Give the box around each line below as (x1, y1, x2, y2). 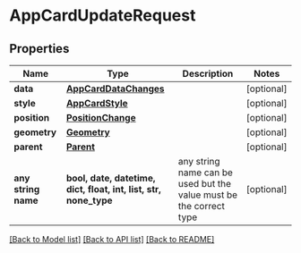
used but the (177, 178, 231, 190)
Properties (9, 41, 70, 56)
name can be (177, 166, 233, 179)
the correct (177, 200, 226, 212)
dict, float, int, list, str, (65, 183, 161, 195)
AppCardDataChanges (65, 82, 165, 95)
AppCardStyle (65, 97, 128, 109)
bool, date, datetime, (65, 172, 156, 184)
